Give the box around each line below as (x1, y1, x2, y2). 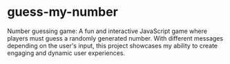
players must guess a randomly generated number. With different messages (7, 34, 223, 42)
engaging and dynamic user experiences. (7, 49, 126, 57)
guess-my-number (7, 4, 119, 20)
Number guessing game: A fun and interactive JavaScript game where (7, 27, 207, 35)
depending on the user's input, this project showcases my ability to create (7, 41, 218, 50)
